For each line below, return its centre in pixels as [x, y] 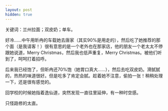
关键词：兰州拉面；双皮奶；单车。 [40, 29]
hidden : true [19, 14]
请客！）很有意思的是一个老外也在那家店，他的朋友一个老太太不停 [95, 46]
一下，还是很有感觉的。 [29, 82]
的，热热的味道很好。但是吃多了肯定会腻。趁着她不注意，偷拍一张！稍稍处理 [84, 75]
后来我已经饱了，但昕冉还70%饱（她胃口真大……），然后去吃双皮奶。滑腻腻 [83, 69]
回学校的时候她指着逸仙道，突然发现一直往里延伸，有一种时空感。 [73, 92]
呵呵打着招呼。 [33, 58]
